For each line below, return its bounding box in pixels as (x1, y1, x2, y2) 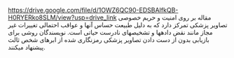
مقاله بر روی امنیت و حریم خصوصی (118, 13, 212, 22)
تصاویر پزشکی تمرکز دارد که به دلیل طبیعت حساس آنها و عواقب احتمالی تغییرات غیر (8, 21, 228, 29)
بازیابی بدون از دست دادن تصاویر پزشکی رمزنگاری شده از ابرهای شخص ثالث (8, 36, 209, 44)
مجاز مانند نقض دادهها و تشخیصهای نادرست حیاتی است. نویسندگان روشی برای (8, 28, 213, 36)
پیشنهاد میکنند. (8, 43, 46, 51)
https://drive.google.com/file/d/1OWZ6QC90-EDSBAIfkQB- (8, 6, 179, 14)
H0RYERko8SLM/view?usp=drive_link (8, 13, 117, 22)
